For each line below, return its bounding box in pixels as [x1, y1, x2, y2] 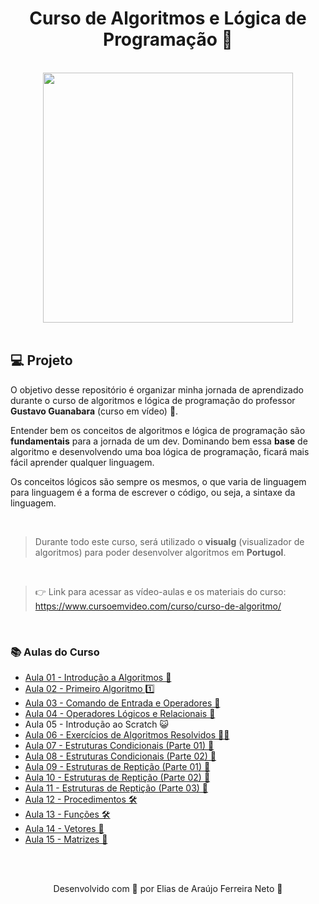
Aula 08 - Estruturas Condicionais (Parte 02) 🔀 [24, 750, 217, 762]
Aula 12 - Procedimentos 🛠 [24, 793, 138, 806]
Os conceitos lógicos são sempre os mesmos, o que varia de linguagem [10, 475, 307, 487]
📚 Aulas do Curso [10, 645, 100, 659]
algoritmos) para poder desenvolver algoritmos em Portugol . [34, 546, 287, 558]
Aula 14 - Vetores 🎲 [24, 823, 105, 835]
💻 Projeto [10, 352, 73, 369]
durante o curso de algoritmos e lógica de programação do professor [10, 394, 296, 406]
